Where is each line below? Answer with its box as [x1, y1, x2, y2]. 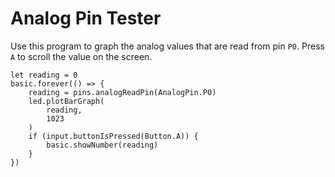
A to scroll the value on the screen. [10, 50, 153, 62]
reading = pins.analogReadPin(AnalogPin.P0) [28, 87, 217, 97]
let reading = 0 [10, 70, 78, 80]
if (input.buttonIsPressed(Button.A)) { [28, 131, 199, 141]
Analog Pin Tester [10, 7, 162, 30]
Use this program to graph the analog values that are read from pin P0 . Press [10, 40, 325, 52]
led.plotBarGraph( [28, 96, 105, 106]
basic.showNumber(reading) [46, 140, 159, 150]
